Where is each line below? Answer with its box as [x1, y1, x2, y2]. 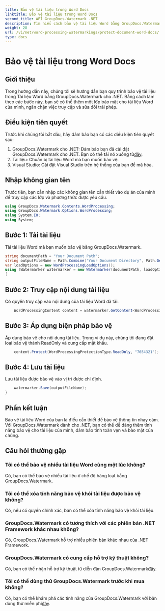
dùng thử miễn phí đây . [5, 600, 51, 606]
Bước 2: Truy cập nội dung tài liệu [5, 286, 110, 294]
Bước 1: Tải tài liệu [5, 231, 61, 239]
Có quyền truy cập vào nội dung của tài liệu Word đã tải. [5, 298, 119, 304]
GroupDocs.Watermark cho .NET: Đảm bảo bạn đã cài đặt [12, 146, 129, 152]
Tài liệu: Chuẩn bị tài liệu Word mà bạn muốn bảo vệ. [12, 156, 119, 162]
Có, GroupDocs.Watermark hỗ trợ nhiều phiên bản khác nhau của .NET [5, 537, 149, 543]
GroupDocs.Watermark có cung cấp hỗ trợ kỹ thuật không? [5, 554, 149, 561]
